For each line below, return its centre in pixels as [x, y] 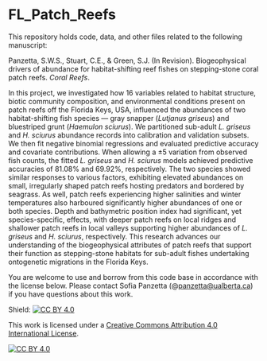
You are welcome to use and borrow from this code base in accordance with [133, 277]
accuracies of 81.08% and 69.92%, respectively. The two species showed [130, 169]
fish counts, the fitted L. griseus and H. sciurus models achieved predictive [131, 160]
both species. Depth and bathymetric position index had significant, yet [125, 211]
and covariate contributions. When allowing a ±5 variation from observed [128, 152]
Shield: [19, 309]
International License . [44, 333]
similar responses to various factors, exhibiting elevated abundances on [126, 177]
